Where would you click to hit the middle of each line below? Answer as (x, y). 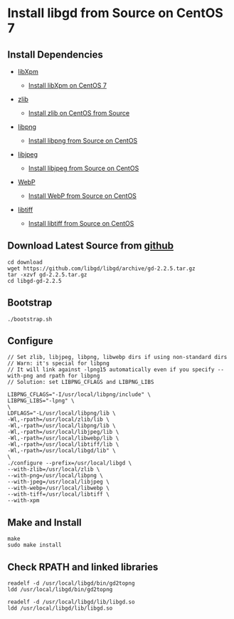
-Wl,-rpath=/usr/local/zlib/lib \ (59, 420)
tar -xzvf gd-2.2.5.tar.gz (47, 275)
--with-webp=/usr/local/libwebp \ (59, 488)
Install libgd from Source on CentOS (116, 13)
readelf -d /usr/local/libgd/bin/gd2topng (71, 583)
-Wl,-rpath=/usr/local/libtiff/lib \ (63, 444)
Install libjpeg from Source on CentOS (84, 168)
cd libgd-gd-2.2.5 (34, 281)
